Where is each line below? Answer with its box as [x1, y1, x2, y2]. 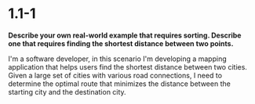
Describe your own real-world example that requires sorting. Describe [8, 30, 242, 40]
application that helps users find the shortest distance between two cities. [8, 62, 247, 71]
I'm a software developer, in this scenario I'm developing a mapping [8, 54, 228, 63]
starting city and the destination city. [8, 87, 127, 96]
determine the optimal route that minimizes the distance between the [8, 79, 231, 88]
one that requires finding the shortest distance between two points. [8, 38, 234, 48]
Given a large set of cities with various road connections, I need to [8, 70, 222, 80]
